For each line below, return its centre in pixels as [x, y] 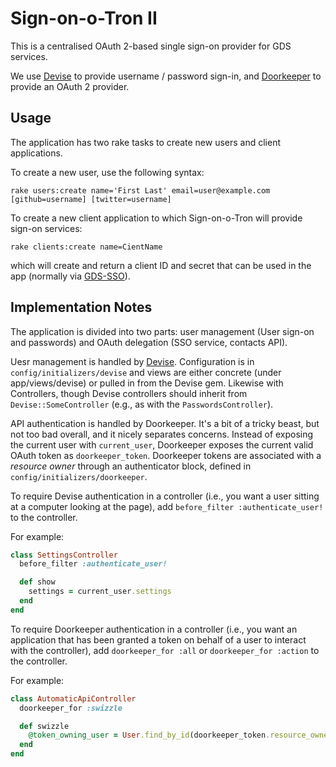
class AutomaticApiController [73, 698]
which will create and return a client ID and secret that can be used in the [161, 265]
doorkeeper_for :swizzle [71, 708]
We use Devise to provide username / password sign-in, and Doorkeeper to [166, 76]
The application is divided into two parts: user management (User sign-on [162, 331]
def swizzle [44, 726]
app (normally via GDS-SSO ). [70, 276]
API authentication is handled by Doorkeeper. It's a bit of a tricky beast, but [165, 423]
